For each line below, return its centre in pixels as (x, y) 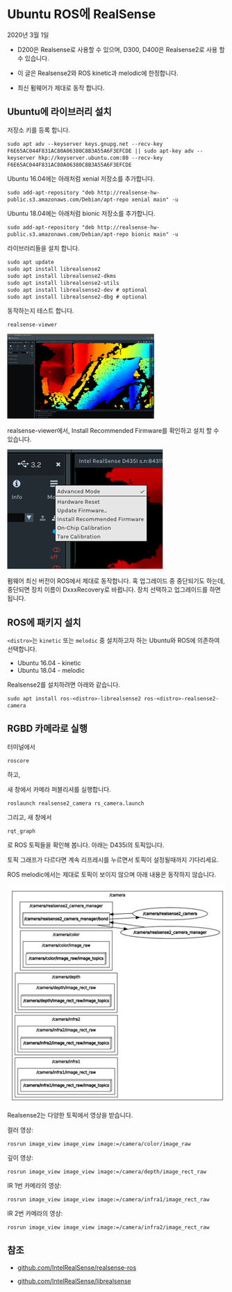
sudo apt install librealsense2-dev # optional (77, 290)
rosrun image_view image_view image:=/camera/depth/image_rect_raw (107, 1172)
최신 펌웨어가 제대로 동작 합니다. (61, 88)
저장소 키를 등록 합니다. (39, 130)
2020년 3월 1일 (28, 35)
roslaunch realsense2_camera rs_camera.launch (76, 803)
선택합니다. (22, 649)
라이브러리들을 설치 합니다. (43, 248)
